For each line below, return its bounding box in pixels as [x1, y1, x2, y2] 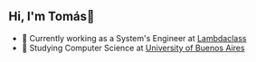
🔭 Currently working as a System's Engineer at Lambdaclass [21, 32, 247, 43]
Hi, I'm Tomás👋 [8, 9, 96, 24]
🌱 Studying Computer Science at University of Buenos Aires [21, 42, 245, 53]
